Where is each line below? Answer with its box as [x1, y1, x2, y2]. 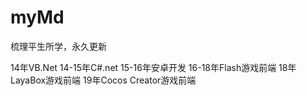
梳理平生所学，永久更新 [10, 40, 107, 52]
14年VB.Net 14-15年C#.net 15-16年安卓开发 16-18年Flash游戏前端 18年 [10, 61, 297, 73]
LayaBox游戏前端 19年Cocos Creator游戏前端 [10, 74, 197, 86]
